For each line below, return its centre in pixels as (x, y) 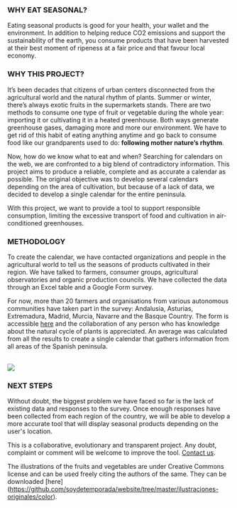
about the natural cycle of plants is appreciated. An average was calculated (117, 331)
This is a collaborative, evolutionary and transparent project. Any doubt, (112, 445)
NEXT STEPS (30, 386)
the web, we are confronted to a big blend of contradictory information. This (118, 164)
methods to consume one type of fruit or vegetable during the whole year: (116, 112)
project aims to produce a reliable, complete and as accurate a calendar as (116, 171)
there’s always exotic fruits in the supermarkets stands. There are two (109, 105)
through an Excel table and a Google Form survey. (81, 287)
